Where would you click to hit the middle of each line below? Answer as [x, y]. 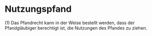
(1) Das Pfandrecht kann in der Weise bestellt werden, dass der [70, 23]
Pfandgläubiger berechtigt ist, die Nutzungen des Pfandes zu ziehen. [76, 28]
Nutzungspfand [38, 9]
